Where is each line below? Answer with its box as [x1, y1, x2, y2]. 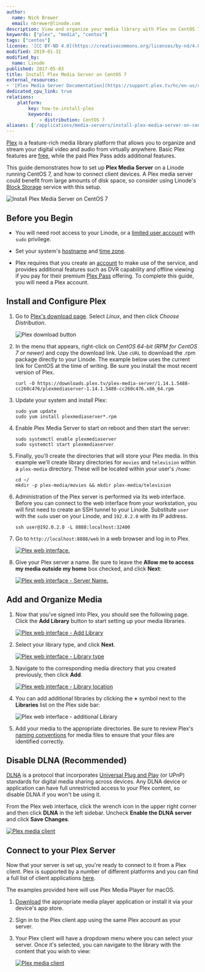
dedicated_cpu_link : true [6, 88, 72, 95]
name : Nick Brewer [12, 15, 59, 21]
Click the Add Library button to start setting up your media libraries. [15, 617, 186, 624]
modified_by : [6, 54, 40, 60]
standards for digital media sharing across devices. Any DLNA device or [6, 778, 187, 785]
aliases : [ [6, 123, 34, 129]
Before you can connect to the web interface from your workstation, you [15, 499, 197, 506]
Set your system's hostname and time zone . [15, 247, 126, 254]
